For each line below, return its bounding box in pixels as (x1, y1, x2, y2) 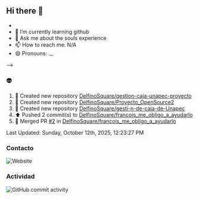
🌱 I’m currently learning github (14, 28, 89, 35)
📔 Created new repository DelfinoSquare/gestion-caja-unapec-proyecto (14, 92, 192, 99)
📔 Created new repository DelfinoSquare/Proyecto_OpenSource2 (14, 99, 175, 106)
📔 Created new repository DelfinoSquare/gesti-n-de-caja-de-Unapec (14, 105, 185, 112)
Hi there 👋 (6, 6, 43, 16)
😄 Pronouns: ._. (14, 49, 54, 57)
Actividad (6, 172, 35, 181)
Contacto (6, 144, 34, 153)
